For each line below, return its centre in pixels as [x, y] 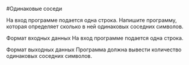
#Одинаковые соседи [34, 9]
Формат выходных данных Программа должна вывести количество [94, 49]
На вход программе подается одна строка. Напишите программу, [92, 20]
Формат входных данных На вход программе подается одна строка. [95, 38]
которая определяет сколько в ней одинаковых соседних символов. [95, 27]
